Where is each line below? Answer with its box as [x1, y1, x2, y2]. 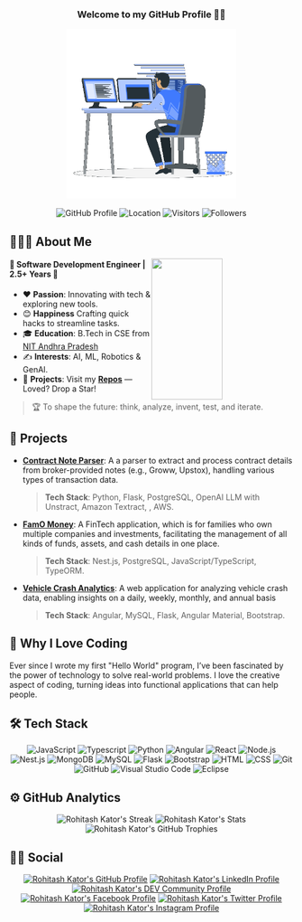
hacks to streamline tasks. [22, 317, 120, 328]
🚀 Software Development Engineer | [9, 259, 146, 270]
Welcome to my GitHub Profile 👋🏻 [77, 8, 226, 21]
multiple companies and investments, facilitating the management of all [22, 528, 288, 539]
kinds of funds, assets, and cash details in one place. [22, 538, 220, 549]
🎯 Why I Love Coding [9, 636, 128, 652]
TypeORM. [44, 565, 85, 576]
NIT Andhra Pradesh [22, 341, 99, 352]
